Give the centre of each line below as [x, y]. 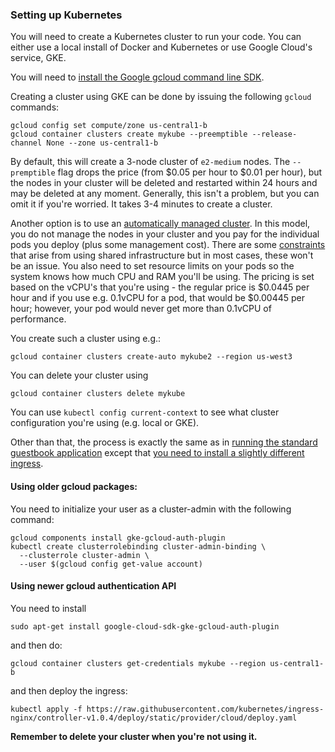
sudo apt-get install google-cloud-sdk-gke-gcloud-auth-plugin [145, 626]
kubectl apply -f [46, 709]
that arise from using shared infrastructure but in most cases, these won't [162, 255]
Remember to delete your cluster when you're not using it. [134, 736]
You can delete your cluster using [79, 375]
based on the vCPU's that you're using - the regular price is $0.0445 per [160, 287]
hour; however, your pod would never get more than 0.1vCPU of [141, 309]
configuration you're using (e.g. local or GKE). [105, 423]
